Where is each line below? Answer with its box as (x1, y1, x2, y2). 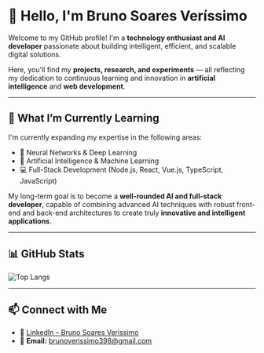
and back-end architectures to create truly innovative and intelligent (22, 208, 246, 217)
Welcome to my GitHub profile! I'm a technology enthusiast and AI (8, 33, 225, 42)
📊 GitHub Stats (8, 247, 85, 261)
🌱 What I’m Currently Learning (8, 111, 159, 125)
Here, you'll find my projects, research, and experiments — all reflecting (8, 64, 245, 74)
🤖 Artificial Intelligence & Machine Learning (19, 156, 159, 166)
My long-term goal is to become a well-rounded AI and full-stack (8, 191, 222, 201)
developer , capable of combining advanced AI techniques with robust (8, 199, 236, 209)
